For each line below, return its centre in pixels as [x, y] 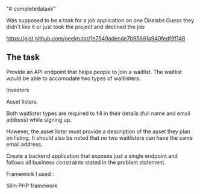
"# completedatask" [31, 9]
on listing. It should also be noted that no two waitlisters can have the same [100, 137]
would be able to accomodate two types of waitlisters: [73, 78]
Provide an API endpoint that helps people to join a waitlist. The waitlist [94, 72]
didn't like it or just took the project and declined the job [76, 27]
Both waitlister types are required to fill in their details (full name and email [98, 113]
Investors [18, 90]
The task [23, 58]
